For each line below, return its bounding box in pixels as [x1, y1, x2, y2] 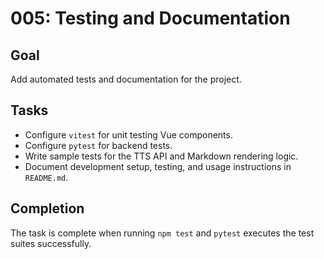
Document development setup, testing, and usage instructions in [24, 160, 292, 172]
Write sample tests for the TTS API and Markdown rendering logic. [24, 150, 299, 162]
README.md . [24, 171, 69, 183]
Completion [10, 200, 85, 217]
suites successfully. [10, 237, 92, 249]
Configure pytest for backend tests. [24, 139, 173, 151]
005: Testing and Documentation [10, 7, 291, 30]
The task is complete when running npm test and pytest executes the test [10, 227, 315, 239]
